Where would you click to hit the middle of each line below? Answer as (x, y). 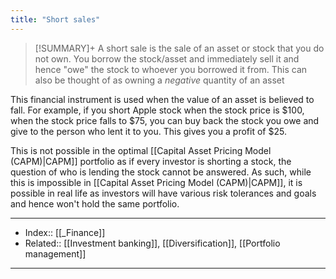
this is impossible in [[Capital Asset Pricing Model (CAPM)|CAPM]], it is (156, 182)
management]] (55, 253)
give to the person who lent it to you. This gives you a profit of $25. (148, 131)
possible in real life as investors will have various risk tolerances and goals (163, 193)
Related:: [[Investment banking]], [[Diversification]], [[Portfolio (152, 243)
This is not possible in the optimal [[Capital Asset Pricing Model (141, 150)
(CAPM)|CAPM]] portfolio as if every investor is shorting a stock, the (151, 161)
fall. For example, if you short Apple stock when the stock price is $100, (157, 110)
